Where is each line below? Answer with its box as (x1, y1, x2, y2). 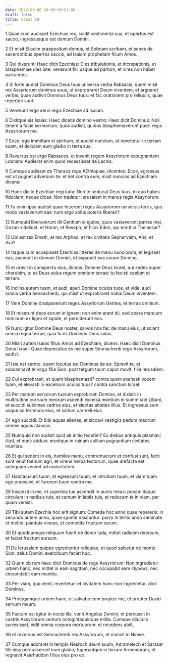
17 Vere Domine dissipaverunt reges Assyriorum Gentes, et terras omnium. (5, 300, 160, 306)
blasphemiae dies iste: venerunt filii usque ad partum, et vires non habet (5, 66, 155, 72)
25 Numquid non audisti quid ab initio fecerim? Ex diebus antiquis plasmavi (5, 432, 161, 438)
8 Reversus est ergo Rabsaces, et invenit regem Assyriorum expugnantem (5, 153, 159, 159)
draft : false (5, 12, 33, 17)
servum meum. (5, 601, 37, 607)
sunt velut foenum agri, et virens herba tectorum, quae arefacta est (5, 458, 145, 464)
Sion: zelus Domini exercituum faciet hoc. (5, 550, 92, 556)
